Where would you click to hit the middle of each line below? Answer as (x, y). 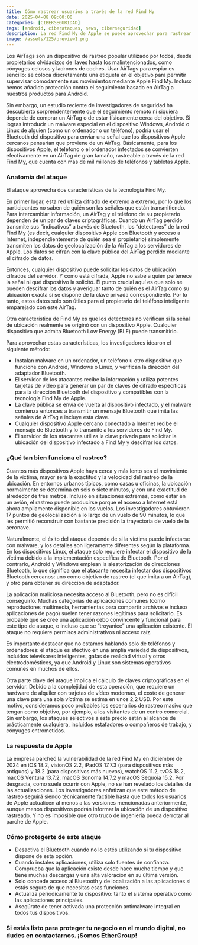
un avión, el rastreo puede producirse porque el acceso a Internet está (92, 502)
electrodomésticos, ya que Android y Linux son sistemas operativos (89, 662)
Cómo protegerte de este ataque (54, 837)
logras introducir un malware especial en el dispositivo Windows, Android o (98, 124)
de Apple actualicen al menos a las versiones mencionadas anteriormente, (97, 802)
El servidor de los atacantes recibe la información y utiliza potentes (96, 380)
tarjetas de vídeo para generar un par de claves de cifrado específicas (100, 386)
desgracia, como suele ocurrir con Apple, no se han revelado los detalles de (99, 784)
